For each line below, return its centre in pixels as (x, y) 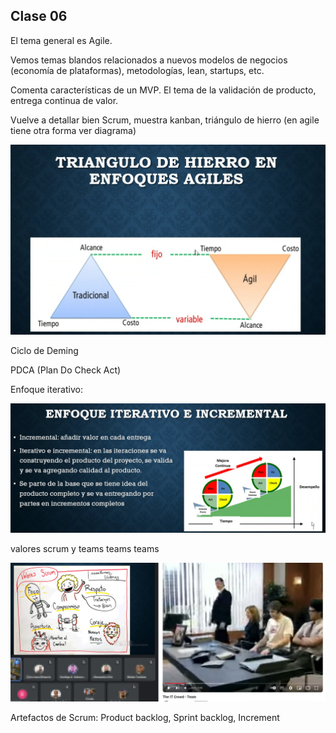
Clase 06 (39, 16)
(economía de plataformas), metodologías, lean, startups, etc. (137, 70)
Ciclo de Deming (44, 350)
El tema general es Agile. (61, 40)
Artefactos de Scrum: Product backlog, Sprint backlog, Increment (145, 718)
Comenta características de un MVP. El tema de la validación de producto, (163, 90)
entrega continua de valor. (64, 100)
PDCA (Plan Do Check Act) (66, 370)
